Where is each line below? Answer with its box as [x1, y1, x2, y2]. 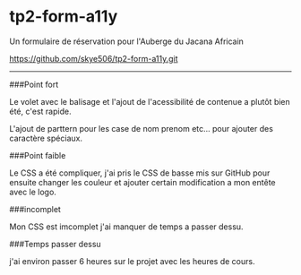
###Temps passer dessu [9, 238, 101, 249]
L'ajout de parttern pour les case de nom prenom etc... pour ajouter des [9, 123, 273, 133]
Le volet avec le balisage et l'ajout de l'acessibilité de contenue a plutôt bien [9, 96, 291, 107]
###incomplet [9, 203, 61, 214]
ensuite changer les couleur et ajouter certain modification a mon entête [9, 176, 276, 187]
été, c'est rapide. [9, 106, 72, 116]
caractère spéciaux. [9, 133, 83, 143]
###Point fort [9, 79, 59, 90]
